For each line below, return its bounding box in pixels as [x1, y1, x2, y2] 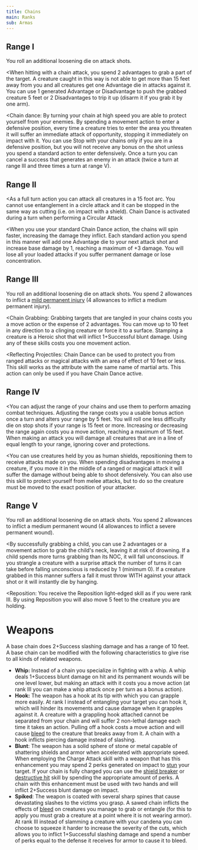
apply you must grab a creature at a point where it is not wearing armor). [14, 812, 192, 819]
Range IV [6, 387, 40, 397]
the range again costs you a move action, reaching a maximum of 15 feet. [6, 428, 184, 435]
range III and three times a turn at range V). [6, 163, 111, 170]
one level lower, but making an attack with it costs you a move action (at [14, 680, 190, 687]
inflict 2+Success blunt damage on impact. [14, 787, 119, 794]
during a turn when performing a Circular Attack [6, 214, 123, 221]
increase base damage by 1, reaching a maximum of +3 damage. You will [6, 244, 184, 252]
